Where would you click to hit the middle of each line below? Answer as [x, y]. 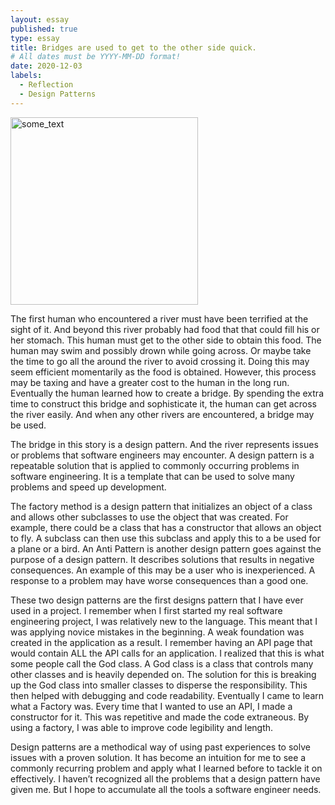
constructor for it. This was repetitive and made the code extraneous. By [160, 717]
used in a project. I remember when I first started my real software [146, 610]
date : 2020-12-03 [46, 66]
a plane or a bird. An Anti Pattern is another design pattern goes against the [166, 548]
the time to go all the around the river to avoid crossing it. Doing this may [160, 361]
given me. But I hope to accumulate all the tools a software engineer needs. [166, 789]
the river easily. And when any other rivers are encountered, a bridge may [162, 414]
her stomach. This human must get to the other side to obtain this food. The [166, 340]
